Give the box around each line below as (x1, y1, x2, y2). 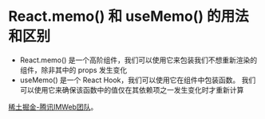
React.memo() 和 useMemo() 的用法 (8, 7, 249, 26)
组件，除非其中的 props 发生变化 (19, 65, 128, 74)
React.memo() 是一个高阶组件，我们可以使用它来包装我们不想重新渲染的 (19, 55, 258, 65)
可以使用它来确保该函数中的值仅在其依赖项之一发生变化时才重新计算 (19, 85, 244, 94)
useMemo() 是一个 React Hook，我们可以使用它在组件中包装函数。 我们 (19, 75, 256, 85)
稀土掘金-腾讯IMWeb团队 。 (8, 101, 98, 112)
